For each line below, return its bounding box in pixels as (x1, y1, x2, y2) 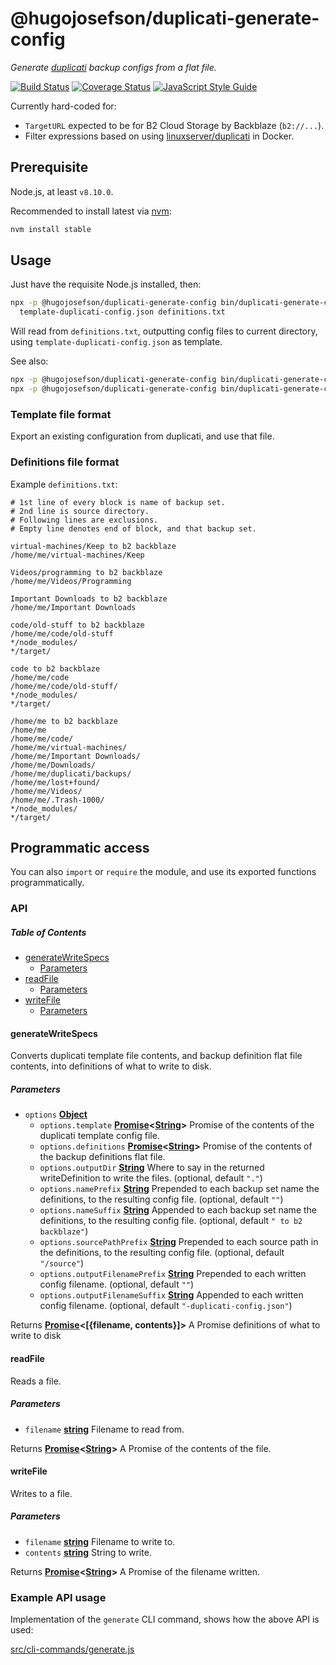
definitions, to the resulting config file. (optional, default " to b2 (39, 1215, 303, 1227)
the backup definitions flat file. (39, 1151, 166, 1163)
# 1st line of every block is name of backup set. (10, 497, 226, 507)
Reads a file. (10, 1375, 62, 1387)
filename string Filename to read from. (24, 1423, 185, 1435)
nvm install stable (10, 224, 92, 234)
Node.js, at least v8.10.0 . (10, 185, 114, 197)
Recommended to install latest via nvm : (10, 205, 172, 217)
